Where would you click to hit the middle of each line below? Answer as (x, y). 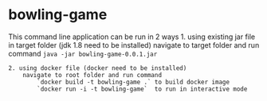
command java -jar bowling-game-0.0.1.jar (83, 53)
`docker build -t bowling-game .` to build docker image (133, 82)
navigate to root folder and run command (92, 75)
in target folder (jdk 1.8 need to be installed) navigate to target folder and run (134, 45)
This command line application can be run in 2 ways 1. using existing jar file (132, 37)
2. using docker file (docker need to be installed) (98, 68)
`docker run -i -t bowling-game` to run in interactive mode (142, 89)
